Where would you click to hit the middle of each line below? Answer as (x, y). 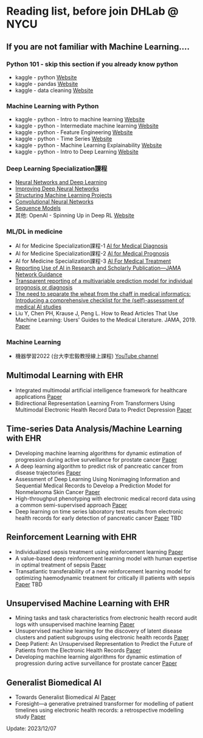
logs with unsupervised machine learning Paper (75, 625)
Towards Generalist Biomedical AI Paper (65, 697)
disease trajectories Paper (48, 472)
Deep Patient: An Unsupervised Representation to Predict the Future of (104, 644)
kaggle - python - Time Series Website (64, 139)
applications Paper (39, 396)
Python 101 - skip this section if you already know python (92, 64)
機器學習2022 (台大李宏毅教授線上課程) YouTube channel (87, 356)
